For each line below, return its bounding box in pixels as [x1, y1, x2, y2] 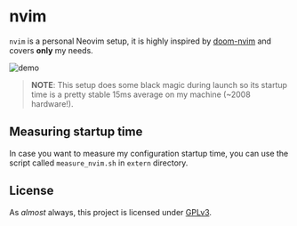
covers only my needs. [9, 44, 93, 55]
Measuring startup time [9, 125, 143, 140]
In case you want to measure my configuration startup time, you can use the [9, 148, 289, 158]
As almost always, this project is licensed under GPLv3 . [9, 206, 212, 217]
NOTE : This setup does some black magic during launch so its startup [30, 79, 287, 90]
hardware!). [30, 98, 74, 109]
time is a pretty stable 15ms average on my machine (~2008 [30, 89, 251, 100]
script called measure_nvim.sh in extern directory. [9, 157, 189, 168]
